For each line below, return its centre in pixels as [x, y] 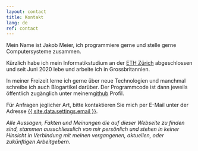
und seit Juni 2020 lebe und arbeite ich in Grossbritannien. [78, 70]
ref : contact [22, 28]
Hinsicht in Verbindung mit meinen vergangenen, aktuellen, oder [85, 136]
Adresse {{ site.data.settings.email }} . [52, 111]
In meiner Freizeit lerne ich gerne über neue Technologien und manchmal [96, 81]
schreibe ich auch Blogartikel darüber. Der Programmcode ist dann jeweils [97, 87]
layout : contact [26, 12]
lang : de [17, 23]
